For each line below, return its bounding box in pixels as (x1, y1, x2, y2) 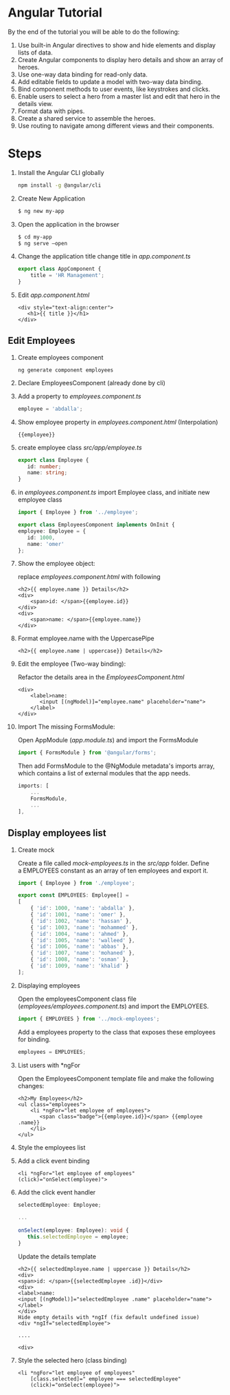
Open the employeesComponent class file (17, 995, 137, 1003)
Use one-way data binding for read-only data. (17, 70, 148, 79)
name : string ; (27, 469, 68, 476)
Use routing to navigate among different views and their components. (17, 121, 215, 130)
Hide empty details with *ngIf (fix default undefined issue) (17, 1314, 200, 1321)
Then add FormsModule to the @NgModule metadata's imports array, (17, 762, 215, 770)
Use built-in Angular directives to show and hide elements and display (17, 41, 216, 49)
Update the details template (17, 1252, 97, 1261)
